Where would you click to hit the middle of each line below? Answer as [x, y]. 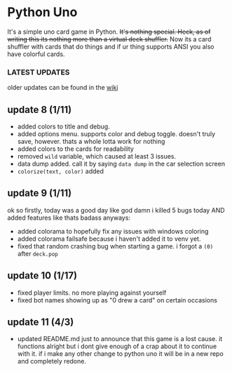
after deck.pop [37, 253]
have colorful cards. [36, 54]
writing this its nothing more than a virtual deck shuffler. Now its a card [109, 39]
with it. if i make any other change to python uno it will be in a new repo [121, 354]
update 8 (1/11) [40, 109]
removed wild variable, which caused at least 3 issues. [97, 157]
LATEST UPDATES [39, 72]
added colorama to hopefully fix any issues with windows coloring [113, 231]
